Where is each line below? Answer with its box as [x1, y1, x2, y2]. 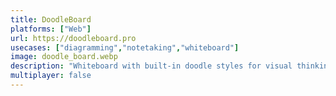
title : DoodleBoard [10, 14, 92, 25]
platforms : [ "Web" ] [10, 24, 92, 34]
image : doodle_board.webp [10, 52, 118, 62]
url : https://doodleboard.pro [10, 33, 137, 43]
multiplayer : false [10, 71, 92, 81]
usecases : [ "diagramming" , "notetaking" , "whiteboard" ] [10, 42, 240, 53]
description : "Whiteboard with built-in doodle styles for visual [10, 61, 293, 71]
